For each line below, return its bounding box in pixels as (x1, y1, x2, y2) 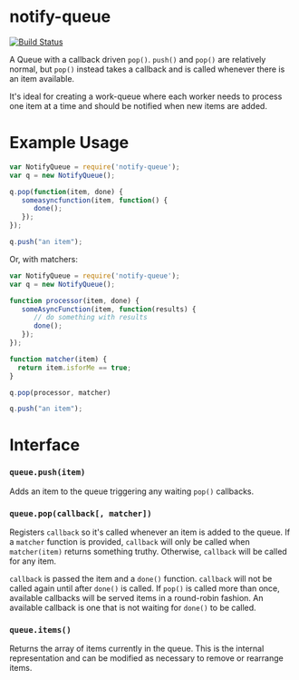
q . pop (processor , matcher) (9, 388, 111, 397)
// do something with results (33, 313, 148, 322)
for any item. (9, 556, 57, 567)
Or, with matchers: (9, 253, 79, 264)
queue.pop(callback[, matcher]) (9, 508, 152, 518)
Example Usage (9, 133, 130, 153)
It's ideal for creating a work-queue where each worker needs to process (9, 91, 283, 102)
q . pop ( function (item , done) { (9, 187, 124, 196)
